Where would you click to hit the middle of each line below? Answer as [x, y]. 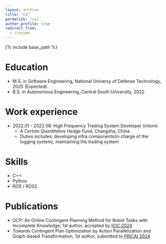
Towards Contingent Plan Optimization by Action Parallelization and [82, 231]
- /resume [20, 33]
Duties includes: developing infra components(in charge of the [84, 136]
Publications [32, 206]
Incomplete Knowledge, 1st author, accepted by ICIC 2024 [72, 226]
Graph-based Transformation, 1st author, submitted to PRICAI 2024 [81, 236]
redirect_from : [21, 28]
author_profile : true [28, 24]
